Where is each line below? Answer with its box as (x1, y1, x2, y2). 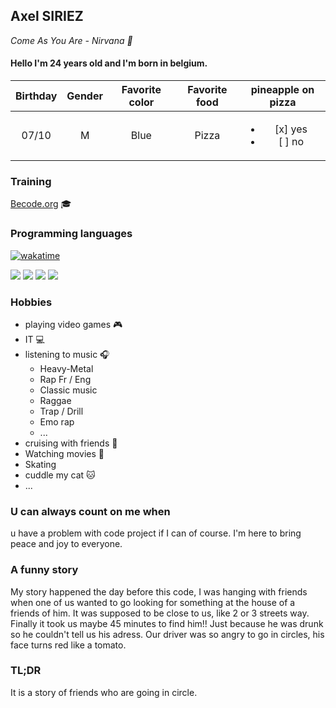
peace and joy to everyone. (10, 538, 123, 550)
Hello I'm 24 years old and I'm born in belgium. (10, 57, 208, 69)
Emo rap (39, 415, 75, 428)
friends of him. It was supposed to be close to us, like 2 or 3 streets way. (10, 607, 310, 619)
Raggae (39, 394, 72, 406)
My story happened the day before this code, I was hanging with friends (10, 585, 308, 598)
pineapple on (250, 83, 315, 97)
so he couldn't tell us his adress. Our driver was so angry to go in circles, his (10, 628, 325, 640)
